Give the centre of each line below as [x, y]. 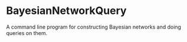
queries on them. [27, 33]
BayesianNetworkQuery [66, 11]
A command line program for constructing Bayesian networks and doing [94, 27]
